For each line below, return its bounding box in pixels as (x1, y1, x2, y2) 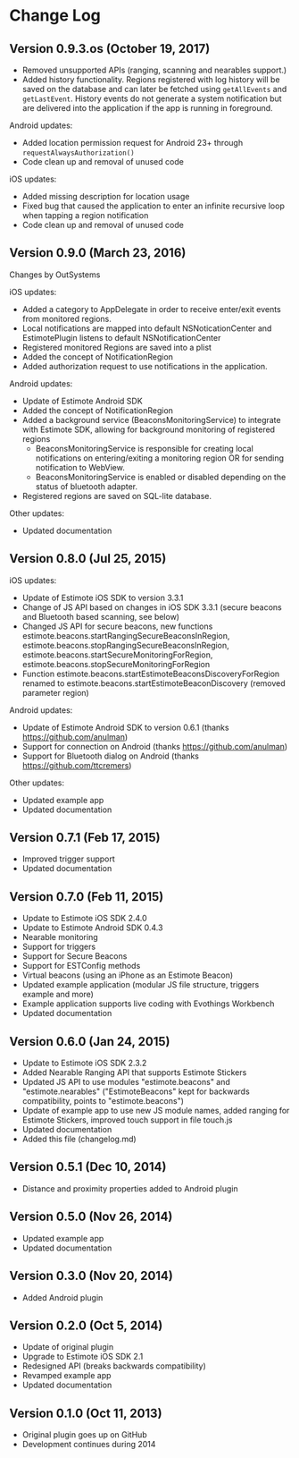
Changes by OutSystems (9, 269, 101, 280)
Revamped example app (21, 1370, 112, 1381)
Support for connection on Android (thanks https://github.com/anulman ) (21, 741, 288, 751)
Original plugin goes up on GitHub (21, 1429, 147, 1440)
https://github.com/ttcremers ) (21, 759, 132, 770)
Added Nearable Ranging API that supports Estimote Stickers (21, 1067, 247, 1078)
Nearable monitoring (21, 932, 98, 943)
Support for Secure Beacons (21, 951, 128, 962)
